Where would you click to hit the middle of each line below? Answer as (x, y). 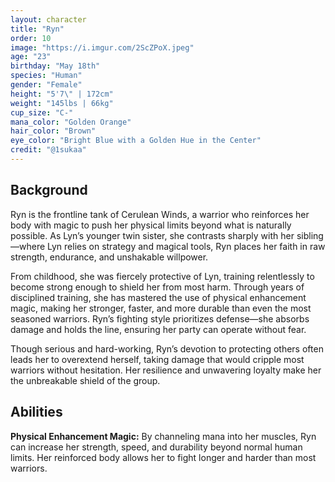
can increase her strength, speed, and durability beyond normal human (156, 447)
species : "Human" (46, 76)
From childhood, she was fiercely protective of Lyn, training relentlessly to (162, 276)
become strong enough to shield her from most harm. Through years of (157, 287)
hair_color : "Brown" (53, 131)
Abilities (36, 412)
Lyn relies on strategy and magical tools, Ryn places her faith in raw (186, 246)
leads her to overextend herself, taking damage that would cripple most (157, 359)
